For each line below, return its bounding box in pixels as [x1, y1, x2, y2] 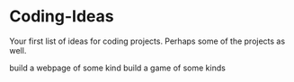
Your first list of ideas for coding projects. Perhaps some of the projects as [9, 36, 286, 46]
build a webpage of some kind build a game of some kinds [9, 62, 227, 73]
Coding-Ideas [9, 6, 114, 27]
